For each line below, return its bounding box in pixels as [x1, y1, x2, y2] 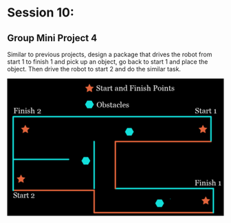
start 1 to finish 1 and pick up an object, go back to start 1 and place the [7, 58, 208, 66]
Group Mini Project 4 [7, 32, 98, 44]
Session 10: [7, 5, 74, 21]
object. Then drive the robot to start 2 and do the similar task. [7, 65, 181, 73]
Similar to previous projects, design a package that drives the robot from [7, 50, 212, 58]
